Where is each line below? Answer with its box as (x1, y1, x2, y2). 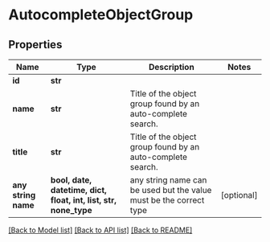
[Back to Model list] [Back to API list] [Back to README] (8, 225, 193, 235)
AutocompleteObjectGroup (8, 6, 194, 24)
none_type (51, 205, 92, 215)
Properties (8, 38, 63, 51)
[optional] (220, 190, 258, 200)
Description (148, 62, 194, 72)
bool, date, (51, 174, 92, 186)
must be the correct (129, 195, 205, 206)
